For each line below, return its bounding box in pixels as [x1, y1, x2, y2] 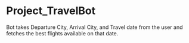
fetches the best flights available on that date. [6, 29, 119, 37]
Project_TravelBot [6, 4, 96, 18]
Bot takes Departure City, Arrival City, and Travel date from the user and [6, 24, 183, 31]
